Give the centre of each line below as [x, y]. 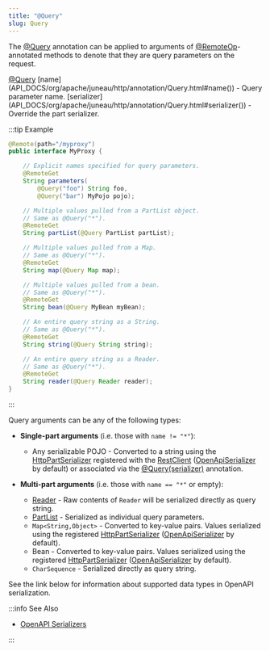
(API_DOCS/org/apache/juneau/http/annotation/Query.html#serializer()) [127, 105]
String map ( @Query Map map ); [72, 270]
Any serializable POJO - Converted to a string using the [124, 451]
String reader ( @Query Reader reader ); [88, 382]
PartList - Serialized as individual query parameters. [118, 517]
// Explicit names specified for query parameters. [111, 166]
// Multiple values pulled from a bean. [91, 285]
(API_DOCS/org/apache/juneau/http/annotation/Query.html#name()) [122, 88]
